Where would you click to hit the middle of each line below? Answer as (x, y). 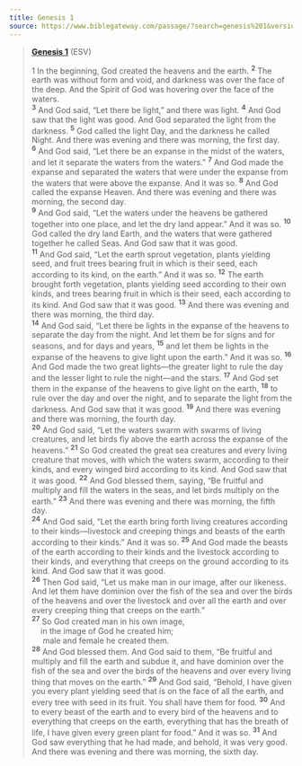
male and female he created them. (106, 640)
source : (24, 26)
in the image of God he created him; (107, 630)
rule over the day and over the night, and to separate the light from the (161, 398)
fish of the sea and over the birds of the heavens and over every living (161, 671)
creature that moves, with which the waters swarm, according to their (160, 460)
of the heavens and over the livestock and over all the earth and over (159, 601)
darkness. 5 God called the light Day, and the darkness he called (150, 129)
